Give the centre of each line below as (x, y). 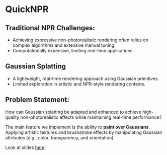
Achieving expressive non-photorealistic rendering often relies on (80, 40)
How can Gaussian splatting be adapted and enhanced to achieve (73, 112)
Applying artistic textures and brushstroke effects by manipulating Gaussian (84, 132)
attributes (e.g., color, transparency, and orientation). (60, 137)
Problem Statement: (37, 100)
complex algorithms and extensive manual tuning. (64, 45)
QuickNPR (27, 9)
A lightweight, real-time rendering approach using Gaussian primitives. (86, 79)
